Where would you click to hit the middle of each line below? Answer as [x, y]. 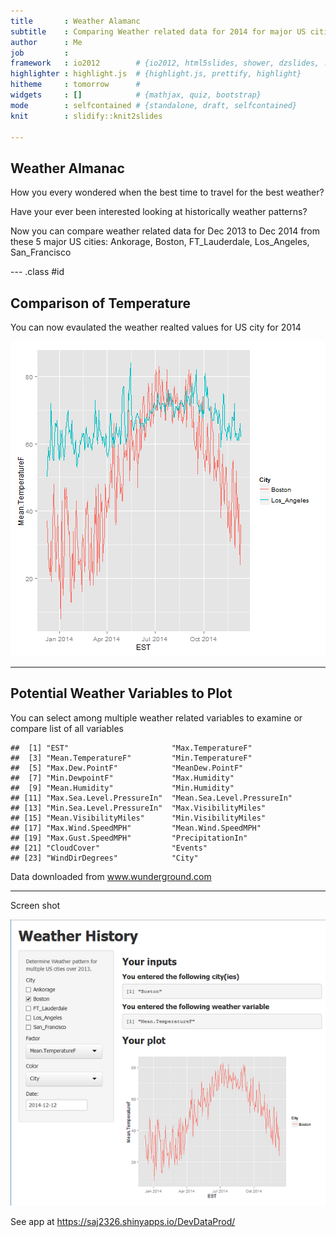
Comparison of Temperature [101, 303]
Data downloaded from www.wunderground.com [111, 876]
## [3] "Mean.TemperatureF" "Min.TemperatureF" [131, 758]
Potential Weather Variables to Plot [121, 693]
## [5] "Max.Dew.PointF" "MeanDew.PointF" [127, 768]
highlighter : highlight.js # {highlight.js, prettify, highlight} [156, 74]
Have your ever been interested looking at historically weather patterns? [159, 212]
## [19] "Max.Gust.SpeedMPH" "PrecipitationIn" [129, 838]
